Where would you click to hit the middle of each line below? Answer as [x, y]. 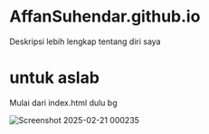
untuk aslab [54, 78]
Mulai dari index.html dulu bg [63, 103]
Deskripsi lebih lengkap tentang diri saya [85, 41]
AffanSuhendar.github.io [105, 17]
